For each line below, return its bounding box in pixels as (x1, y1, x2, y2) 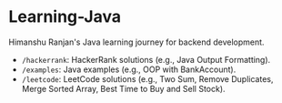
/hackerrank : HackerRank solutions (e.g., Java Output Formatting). (21, 54, 271, 65)
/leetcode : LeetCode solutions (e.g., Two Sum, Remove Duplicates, (21, 73, 274, 84)
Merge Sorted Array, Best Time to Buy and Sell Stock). (21, 83, 226, 94)
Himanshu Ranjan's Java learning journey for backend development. (8, 36, 265, 47)
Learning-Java (8, 6, 122, 27)
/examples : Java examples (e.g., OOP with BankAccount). (21, 64, 237, 75)
